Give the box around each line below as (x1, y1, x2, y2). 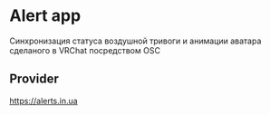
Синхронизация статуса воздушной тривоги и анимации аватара (9, 35, 262, 46)
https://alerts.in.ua (9, 95, 79, 106)
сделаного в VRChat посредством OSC (9, 44, 161, 55)
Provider (9, 72, 59, 87)
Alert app (9, 5, 82, 26)
